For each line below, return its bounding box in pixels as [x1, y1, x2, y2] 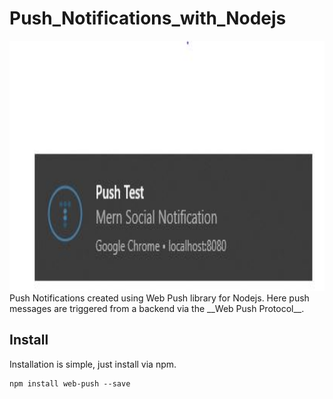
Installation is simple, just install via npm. [9, 358, 177, 370]
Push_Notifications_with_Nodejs [9, 7, 287, 30]
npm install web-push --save [9, 378, 131, 389]
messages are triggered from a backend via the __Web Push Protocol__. [9, 302, 305, 314]
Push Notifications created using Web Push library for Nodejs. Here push [9, 292, 310, 304]
